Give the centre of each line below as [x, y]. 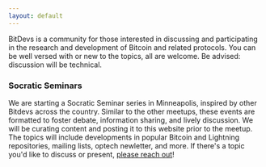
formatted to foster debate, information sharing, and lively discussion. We [131, 120]
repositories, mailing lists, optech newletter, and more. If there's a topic [127, 145]
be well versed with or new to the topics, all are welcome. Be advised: [125, 56]
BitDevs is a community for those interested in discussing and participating [133, 39]
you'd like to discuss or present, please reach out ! [92, 154]
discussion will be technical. [55, 65]
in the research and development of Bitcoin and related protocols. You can [132, 47]
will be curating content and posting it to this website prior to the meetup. [131, 128]
